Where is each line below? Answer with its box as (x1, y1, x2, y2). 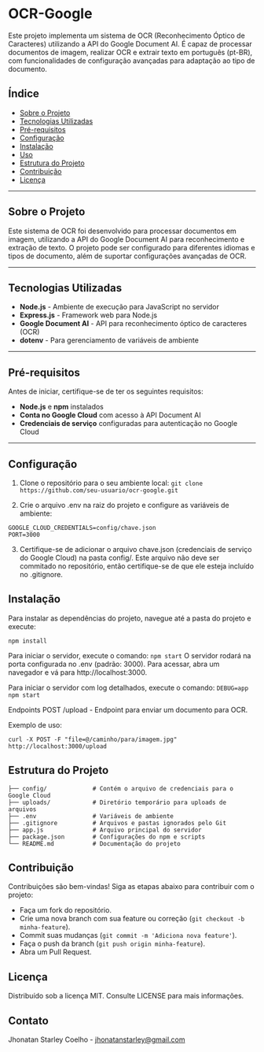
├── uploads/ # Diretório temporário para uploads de (8, 798, 226, 806)
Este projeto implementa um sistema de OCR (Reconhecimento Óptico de (8, 31, 245, 40)
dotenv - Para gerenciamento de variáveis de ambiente (19, 335, 199, 345)
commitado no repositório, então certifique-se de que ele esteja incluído (19, 561, 254, 571)
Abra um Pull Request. (19, 947, 92, 957)
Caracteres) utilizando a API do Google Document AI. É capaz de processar (8, 39, 253, 48)
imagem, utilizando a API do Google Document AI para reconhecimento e (8, 234, 245, 244)
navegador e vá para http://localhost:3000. (8, 667, 148, 677)
